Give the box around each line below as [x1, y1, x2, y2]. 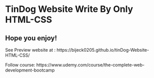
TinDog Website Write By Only [5, 3, 134, 15]
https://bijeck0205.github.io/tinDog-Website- [56, 47, 150, 53]
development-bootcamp [5, 67, 55, 73]
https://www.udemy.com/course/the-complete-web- [36, 62, 145, 68]
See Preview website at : [5, 47, 56, 53]
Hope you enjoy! [5, 34, 57, 42]
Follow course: [5, 62, 35, 68]
